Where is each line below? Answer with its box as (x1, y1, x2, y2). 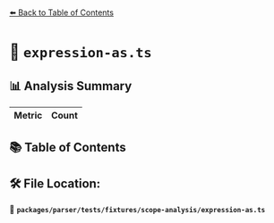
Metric (13, 110, 43, 121)
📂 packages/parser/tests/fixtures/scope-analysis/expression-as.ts (9, 204, 266, 215)
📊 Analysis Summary (9, 78, 133, 94)
